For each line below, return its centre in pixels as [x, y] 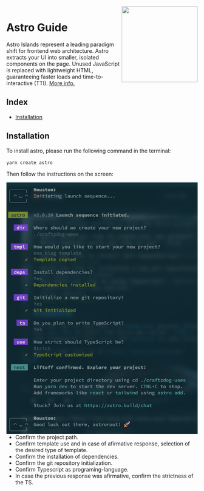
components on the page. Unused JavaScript [63, 64]
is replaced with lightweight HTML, [50, 70]
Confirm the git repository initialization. [64, 463]
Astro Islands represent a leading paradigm [60, 44]
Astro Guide [37, 28]
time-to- [93, 77]
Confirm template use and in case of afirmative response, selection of [102, 444]
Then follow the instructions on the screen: [60, 174]
